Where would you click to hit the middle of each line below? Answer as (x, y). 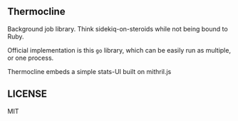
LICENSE (27, 94)
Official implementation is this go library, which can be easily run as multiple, (119, 50)
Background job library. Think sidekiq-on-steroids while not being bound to (118, 28)
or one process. (31, 58)
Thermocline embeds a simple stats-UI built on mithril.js (89, 71)
